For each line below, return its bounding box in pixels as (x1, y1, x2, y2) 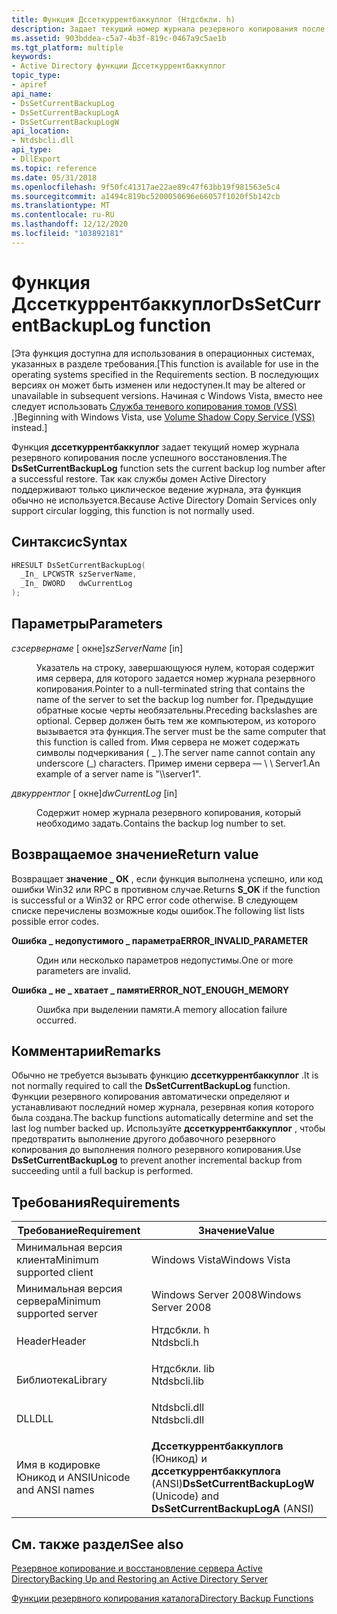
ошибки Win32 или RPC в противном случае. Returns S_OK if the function (11, 883, 321, 895)
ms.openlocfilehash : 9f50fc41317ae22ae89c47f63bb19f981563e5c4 (11, 182, 281, 192)
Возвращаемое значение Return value (11, 846, 259, 863)
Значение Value (197, 1224, 276, 1238)
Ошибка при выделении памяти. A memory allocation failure (36, 1003, 288, 1015)
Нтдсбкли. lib (150, 1362, 215, 1376)
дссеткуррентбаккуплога (150, 1464, 281, 1478)
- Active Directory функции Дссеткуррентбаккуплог (11, 61, 227, 71)
